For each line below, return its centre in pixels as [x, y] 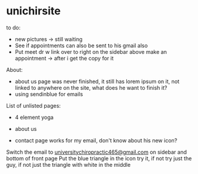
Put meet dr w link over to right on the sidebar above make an [91, 51]
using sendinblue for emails [49, 94]
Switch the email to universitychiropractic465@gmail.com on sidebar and [97, 152]
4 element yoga [34, 117]
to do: [13, 28]
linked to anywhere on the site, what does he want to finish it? [91, 87]
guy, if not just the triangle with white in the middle [68, 164]
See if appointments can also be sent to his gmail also [81, 45]
